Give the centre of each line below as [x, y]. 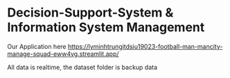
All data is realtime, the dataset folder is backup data [82, 67]
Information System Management [106, 27]
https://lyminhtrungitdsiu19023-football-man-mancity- [145, 46]
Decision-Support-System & [90, 13]
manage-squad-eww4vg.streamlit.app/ [63, 54]
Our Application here [37, 46]
